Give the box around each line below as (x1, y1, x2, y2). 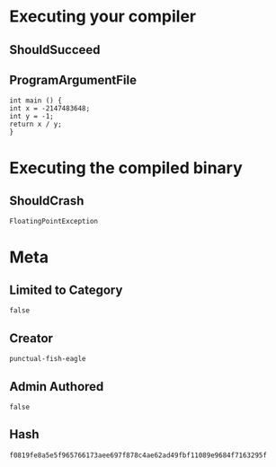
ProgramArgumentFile (9, 72, 138, 87)
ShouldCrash (9, 193, 85, 208)
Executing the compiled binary (9, 157, 243, 178)
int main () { (9, 96, 63, 105)
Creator (9, 330, 54, 346)
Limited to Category (9, 282, 123, 297)
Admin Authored (9, 379, 104, 394)
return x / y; (9, 119, 63, 129)
